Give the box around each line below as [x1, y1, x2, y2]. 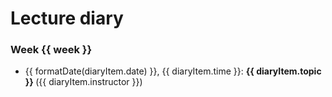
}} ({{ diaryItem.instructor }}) [24, 76, 143, 88]
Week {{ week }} [10, 43, 93, 57]
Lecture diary [10, 7, 124, 30]
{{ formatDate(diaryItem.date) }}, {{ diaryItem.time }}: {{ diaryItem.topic [24, 65, 322, 77]
